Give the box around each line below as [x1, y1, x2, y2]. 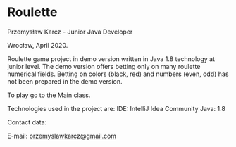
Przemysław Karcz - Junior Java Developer [7, 27, 133, 36]
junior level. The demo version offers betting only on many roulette [7, 62, 201, 70]
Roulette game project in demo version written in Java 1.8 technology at [7, 54, 216, 63]
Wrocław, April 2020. [7, 41, 68, 49]
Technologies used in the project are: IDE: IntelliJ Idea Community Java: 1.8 [7, 104, 225, 113]
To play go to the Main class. [7, 91, 91, 99]
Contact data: [7, 117, 47, 127]
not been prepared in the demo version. [7, 77, 123, 85]
